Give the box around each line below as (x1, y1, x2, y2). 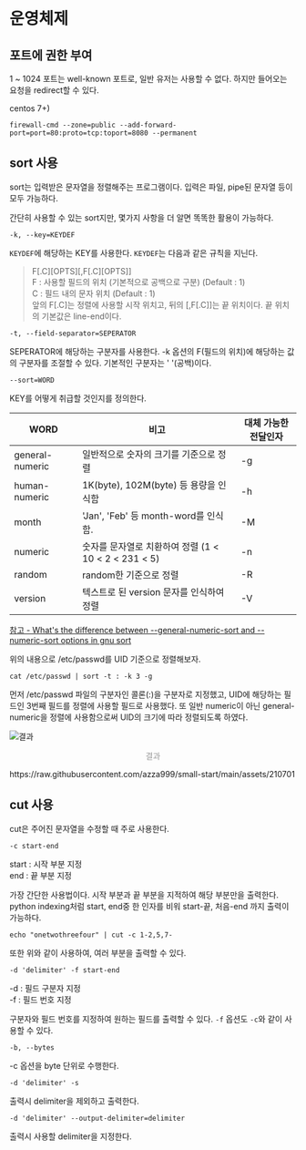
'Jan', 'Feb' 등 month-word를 (81, 509, 205, 522)
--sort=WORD (9, 375, 55, 385)
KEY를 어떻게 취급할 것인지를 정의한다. (9, 393, 148, 404)
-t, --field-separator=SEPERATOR (9, 329, 137, 338)
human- (14, 479, 50, 492)
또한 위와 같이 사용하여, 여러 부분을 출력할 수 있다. (9, 947, 187, 958)
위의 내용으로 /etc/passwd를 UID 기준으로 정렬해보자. (9, 653, 201, 664)
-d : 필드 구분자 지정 (9, 982, 81, 993)
